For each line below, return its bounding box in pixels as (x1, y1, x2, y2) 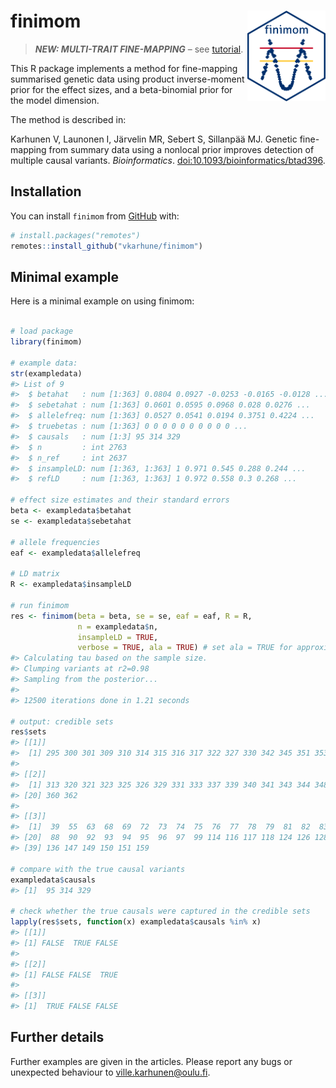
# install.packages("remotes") (10, 230, 141, 240)
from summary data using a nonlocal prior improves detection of (48, 143, 315, 155)
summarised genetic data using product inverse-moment (10, 73, 245, 85)
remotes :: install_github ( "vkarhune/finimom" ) (10, 241, 203, 251)
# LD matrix (10, 569, 60, 579)
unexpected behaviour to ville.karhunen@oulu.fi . (10, 1066, 211, 1078)
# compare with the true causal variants (10, 864, 186, 874)
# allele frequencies (10, 537, 101, 547)
